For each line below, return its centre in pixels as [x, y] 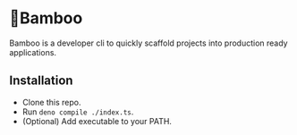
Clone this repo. [51, 102]
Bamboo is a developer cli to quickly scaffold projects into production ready [148, 43]
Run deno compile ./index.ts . [78, 112]
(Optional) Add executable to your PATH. [97, 121]
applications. [33, 52]
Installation [41, 81]
